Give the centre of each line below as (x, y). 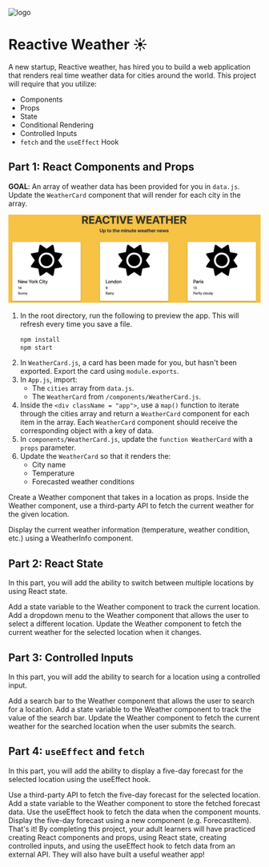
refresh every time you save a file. (76, 324)
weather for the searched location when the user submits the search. (122, 727)
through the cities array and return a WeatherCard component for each (134, 414)
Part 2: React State (56, 563)
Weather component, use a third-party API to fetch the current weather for (131, 506)
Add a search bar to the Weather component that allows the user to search (131, 701)
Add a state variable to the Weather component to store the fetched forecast (134, 803)
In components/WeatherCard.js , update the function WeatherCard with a (137, 440)
